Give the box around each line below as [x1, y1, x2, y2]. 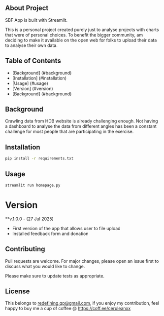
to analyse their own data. [5, 42, 58, 48]
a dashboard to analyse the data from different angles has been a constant [5, 123, 157, 129]
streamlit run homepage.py [5, 183, 61, 188]
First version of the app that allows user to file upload [12, 225, 121, 231]
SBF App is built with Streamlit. [5, 17, 68, 23]
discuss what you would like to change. [5, 263, 85, 269]
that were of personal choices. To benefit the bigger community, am [5, 32, 143, 38]
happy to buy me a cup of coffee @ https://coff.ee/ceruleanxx [5, 306, 131, 312]
